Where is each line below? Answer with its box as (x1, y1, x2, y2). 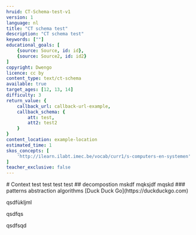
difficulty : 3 (6, 92, 42, 98)
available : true (6, 81, 47, 87)
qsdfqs (6, 210, 24, 218)
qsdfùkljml (6, 199, 32, 206)
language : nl (6, 20, 39, 26)
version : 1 (6, 14, 33, 20)
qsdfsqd (6, 222, 27, 229)
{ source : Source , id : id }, (17, 48, 84, 54)
